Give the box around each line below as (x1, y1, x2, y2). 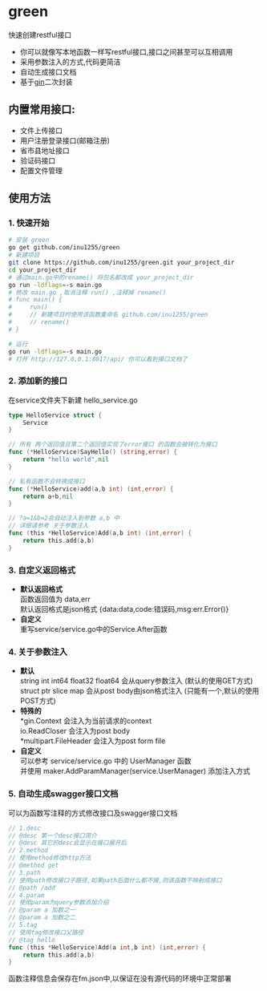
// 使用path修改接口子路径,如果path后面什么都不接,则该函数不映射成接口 (8, 876, 223, 884)
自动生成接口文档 (19, 67, 77, 76)
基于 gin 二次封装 (19, 77, 74, 87)
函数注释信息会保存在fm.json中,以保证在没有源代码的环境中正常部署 (8, 973, 232, 984)
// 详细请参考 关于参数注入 (8, 522, 89, 530)
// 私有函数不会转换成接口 (8, 477, 86, 485)
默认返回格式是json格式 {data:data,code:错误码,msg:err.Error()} (19, 605, 229, 614)
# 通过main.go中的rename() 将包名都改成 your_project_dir (8, 273, 194, 281)
